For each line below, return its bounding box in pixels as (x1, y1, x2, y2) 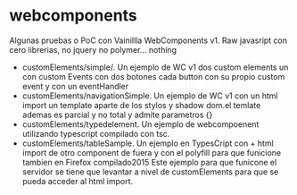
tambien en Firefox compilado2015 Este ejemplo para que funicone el (21, 157, 277, 167)
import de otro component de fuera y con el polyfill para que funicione (21, 147, 282, 157)
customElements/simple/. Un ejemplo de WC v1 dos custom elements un (21, 62, 289, 72)
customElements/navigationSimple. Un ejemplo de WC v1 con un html (21, 90, 278, 101)
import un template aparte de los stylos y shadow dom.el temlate (21, 99, 261, 110)
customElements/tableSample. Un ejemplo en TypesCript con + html (21, 138, 274, 148)
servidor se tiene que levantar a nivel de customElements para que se (21, 166, 279, 177)
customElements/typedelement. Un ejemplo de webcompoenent (21, 118, 260, 130)
